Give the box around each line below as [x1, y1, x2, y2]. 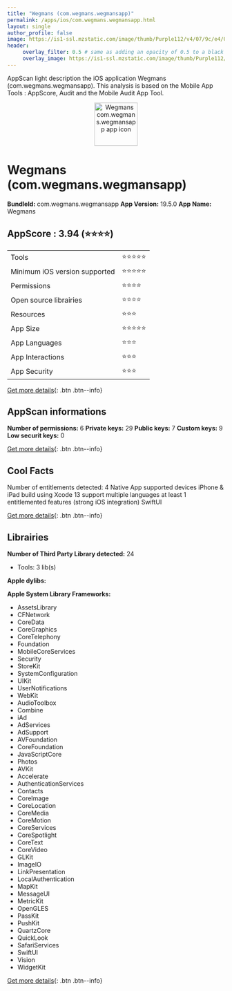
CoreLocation [17, 801, 57, 809]
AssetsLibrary [17, 603, 57, 612]
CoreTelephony [17, 632, 61, 641]
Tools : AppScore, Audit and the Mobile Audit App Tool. [7, 88, 164, 97]
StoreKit [17, 661, 41, 670]
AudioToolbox [17, 699, 57, 707]
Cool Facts [7, 464, 54, 477]
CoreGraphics [17, 625, 57, 633]
